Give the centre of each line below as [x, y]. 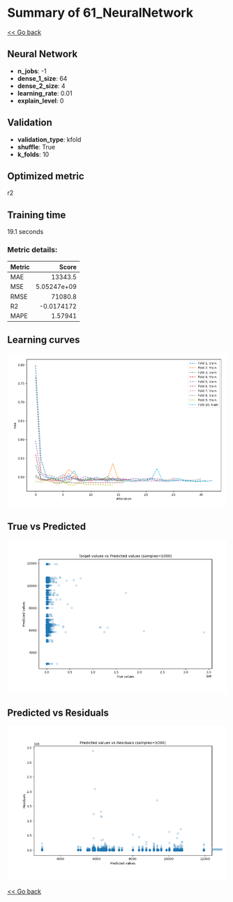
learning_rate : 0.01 [45, 93]
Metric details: [32, 250]
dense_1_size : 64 [42, 78]
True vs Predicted [46, 526]
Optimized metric [46, 176]
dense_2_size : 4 [41, 86]
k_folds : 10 [33, 154]
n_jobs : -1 [32, 71]
